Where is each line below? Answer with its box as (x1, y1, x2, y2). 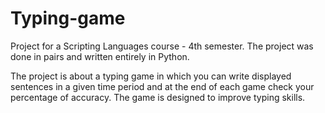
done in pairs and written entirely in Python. (10, 50, 190, 62)
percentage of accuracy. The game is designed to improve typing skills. (10, 91, 306, 103)
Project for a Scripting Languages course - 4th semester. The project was (10, 40, 314, 52)
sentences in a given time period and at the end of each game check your (10, 80, 315, 92)
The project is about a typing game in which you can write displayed (10, 70, 292, 82)
